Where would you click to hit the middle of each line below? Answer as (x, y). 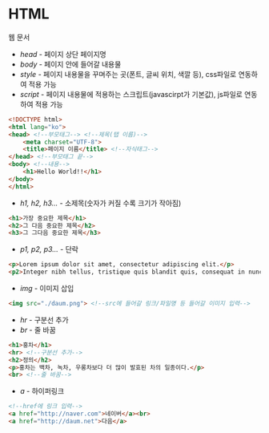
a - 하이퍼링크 (42, 391)
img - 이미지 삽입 (47, 289)
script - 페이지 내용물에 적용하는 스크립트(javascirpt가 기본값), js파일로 (131, 94)
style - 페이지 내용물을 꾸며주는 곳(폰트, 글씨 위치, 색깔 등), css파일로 (128, 74)
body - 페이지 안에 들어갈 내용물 (70, 64)
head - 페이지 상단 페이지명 (63, 54)
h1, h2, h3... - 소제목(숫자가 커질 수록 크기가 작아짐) (100, 203)
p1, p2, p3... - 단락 (49, 249)
